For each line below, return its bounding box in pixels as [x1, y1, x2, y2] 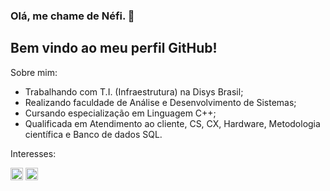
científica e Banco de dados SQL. [24, 128, 163, 140]
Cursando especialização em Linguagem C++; [24, 107, 217, 119]
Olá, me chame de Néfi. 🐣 [10, 9, 135, 23]
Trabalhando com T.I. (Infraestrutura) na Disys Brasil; [24, 85, 244, 98]
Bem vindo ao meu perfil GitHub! [10, 40, 218, 57]
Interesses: [10, 147, 57, 159]
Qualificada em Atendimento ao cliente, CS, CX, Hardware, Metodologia [24, 117, 321, 129]
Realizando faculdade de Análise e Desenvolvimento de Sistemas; [24, 96, 297, 108]
